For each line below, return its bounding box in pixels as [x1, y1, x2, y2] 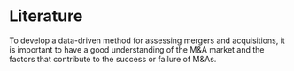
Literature [9, 6, 83, 26]
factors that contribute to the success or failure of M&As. [9, 53, 217, 64]
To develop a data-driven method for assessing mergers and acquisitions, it [9, 35, 285, 46]
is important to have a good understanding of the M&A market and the [9, 44, 265, 54]
